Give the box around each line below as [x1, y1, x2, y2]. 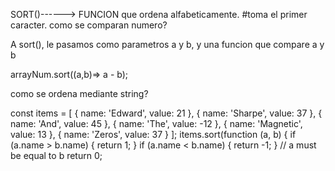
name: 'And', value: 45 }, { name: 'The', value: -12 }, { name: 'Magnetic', [10, 118, 303, 129]
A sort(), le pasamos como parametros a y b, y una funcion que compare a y [10, 39, 325, 50]
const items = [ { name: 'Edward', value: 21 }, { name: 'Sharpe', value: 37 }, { [10, 107, 323, 119]
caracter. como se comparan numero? [10, 19, 168, 31]
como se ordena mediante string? [10, 88, 149, 99]
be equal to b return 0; [10, 150, 103, 161]
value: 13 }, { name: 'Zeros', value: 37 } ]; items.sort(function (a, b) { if [10, 129, 297, 140]
